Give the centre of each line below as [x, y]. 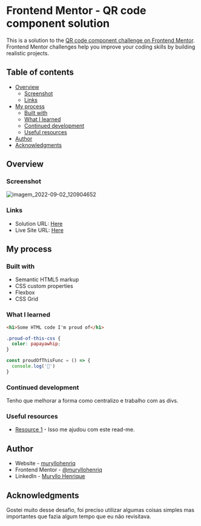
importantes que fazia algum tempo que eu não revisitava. [79, 516]
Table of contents [40, 73]
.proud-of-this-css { [34, 338]
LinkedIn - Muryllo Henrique [50, 476]
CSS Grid [26, 299]
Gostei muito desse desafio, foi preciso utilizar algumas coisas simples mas [100, 510]
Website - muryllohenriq [45, 463]
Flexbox [25, 293]
